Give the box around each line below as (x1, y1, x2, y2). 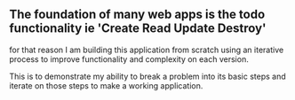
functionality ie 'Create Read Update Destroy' (9, 21, 267, 36)
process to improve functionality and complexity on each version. (9, 53, 249, 65)
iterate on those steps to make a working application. (9, 80, 203, 91)
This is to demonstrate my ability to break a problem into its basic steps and (9, 71, 286, 81)
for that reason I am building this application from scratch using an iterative (9, 44, 284, 55)
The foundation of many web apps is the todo (9, 7, 266, 22)
